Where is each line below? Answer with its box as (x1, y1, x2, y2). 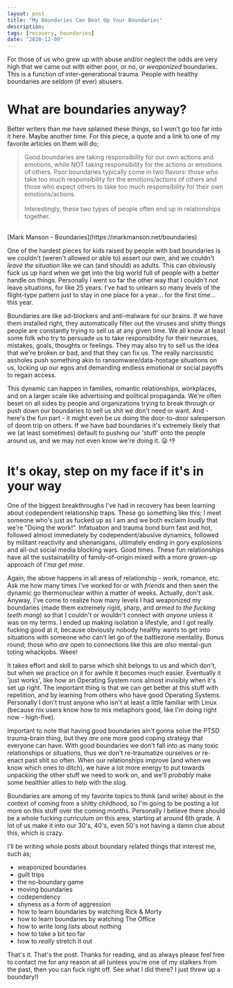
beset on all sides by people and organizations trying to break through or (7, 399, 216, 408)
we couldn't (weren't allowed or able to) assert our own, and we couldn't (7, 254, 215, 262)
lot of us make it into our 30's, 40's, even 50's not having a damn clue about (7, 822, 225, 829)
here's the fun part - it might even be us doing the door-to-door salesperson (7, 414, 225, 422)
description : (7, 23, 45, 30)
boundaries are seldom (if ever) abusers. (7, 77, 123, 86)
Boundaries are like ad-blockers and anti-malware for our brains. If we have (7, 312, 223, 320)
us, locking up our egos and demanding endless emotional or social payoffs (7, 363, 224, 372)
